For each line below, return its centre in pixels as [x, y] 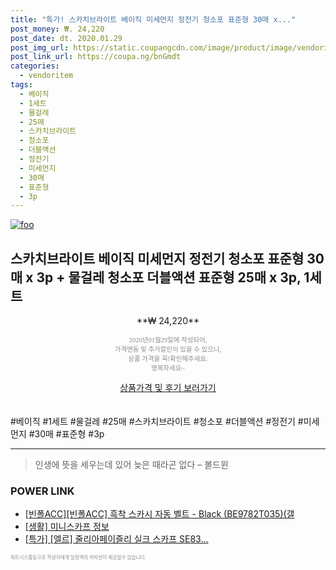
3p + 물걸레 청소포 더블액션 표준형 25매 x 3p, [169, 277]
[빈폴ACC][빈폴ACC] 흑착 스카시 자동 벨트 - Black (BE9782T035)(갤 [159, 514]
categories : [35, 66]
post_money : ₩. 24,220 [57, 29]
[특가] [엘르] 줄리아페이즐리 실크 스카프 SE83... [116, 539]
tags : [21, 85]
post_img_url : [40, 47]
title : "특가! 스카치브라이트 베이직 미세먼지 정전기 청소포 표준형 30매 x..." [153, 19]
